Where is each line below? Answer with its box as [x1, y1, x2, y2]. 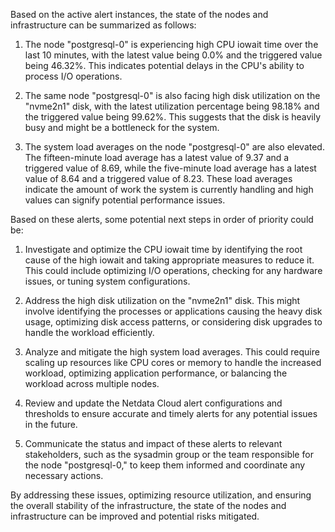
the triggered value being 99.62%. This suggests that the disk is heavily [24, 111, 322, 123]
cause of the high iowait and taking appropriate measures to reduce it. [24, 254, 315, 266]
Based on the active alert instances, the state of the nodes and [10, 9, 269, 20]
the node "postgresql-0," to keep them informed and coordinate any [24, 459, 306, 471]
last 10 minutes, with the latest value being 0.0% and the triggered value [24, 49, 323, 61]
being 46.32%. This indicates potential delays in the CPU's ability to [24, 60, 305, 71]
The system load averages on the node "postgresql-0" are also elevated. [24, 141, 325, 153]
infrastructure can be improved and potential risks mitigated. [10, 510, 260, 522]
